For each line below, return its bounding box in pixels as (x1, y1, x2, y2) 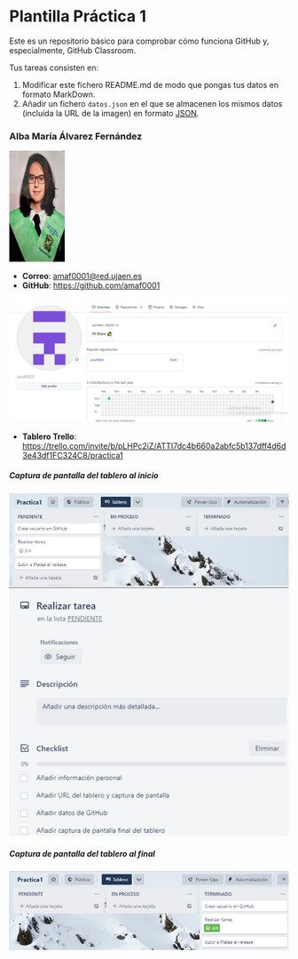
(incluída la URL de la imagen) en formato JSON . (21, 108, 200, 118)
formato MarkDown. (21, 89, 96, 100)
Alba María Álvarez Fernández (9, 130, 143, 142)
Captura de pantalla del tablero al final (9, 848, 155, 859)
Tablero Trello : (21, 431, 77, 442)
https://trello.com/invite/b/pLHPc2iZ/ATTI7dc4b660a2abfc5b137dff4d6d (21, 440, 286, 451)
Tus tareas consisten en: (9, 62, 99, 73)
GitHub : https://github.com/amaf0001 (21, 280, 161, 291)
